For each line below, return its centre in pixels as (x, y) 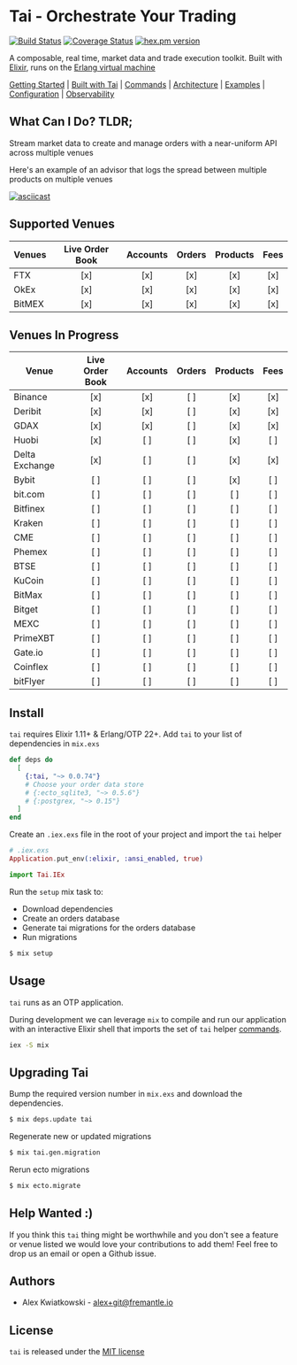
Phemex (30, 552)
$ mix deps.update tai (51, 1120)
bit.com (29, 495)
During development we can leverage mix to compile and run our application (148, 1019)
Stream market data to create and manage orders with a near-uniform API (143, 143)
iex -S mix (29, 1045)
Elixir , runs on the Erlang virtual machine (83, 67)
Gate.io (29, 652)
